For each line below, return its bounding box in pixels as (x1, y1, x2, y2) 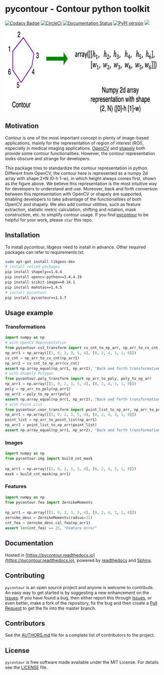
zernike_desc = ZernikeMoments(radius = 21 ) (5, 515, 93, 520)
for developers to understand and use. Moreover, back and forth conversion (5, 185, 158, 191)
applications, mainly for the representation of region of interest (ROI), (5, 140, 144, 146)
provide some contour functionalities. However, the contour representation (5, 150, 155, 156)
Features (5, 483, 27, 490)
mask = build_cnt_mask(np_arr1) (5, 471, 71, 476)
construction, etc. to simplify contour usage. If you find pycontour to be (5, 211, 149, 218)
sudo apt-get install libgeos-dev (5, 259, 76, 264)
